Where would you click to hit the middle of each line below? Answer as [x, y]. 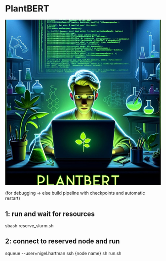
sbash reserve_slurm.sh [29, 226]
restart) [13, 198]
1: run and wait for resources [50, 214]
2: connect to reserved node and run [62, 241]
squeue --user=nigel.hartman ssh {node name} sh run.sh [63, 253]
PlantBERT [27, 9]
